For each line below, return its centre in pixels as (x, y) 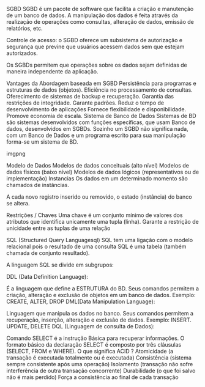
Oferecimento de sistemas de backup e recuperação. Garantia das (90, 96)
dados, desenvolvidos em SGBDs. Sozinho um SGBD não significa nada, (97, 129)
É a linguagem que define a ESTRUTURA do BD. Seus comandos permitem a (103, 289)
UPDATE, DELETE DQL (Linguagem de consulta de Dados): (80, 326)
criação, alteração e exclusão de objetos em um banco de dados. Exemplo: (101, 295)
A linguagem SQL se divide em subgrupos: (60, 265)
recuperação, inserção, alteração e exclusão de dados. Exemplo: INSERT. (99, 320)
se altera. (18, 203)
